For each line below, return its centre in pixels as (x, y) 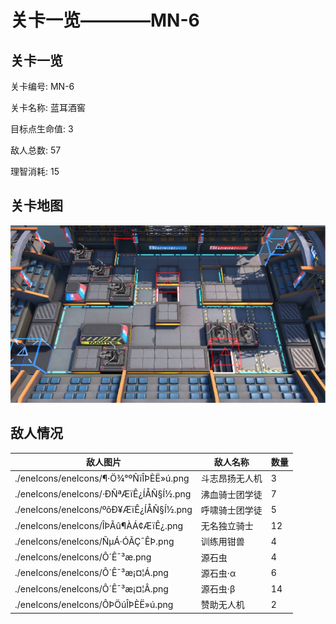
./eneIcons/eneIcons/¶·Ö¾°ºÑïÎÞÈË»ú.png (102, 478)
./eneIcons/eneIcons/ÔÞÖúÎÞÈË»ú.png (94, 604)
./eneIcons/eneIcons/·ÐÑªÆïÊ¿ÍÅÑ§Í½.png (103, 494)
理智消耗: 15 (35, 171)
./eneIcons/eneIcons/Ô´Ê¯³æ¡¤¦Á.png (91, 573)
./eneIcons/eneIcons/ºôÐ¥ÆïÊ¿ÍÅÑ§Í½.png (103, 510)
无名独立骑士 (227, 526)
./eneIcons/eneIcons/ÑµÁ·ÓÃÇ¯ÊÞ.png (94, 541)
